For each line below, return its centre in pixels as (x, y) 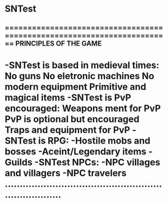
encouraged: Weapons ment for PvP (83, 108)
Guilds (19, 162)
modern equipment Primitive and (76, 87)
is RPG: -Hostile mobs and (94, 141)
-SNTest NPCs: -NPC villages (97, 162)
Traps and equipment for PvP (68, 130)
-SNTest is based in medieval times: (82, 65)
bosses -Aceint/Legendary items (76, 151)
